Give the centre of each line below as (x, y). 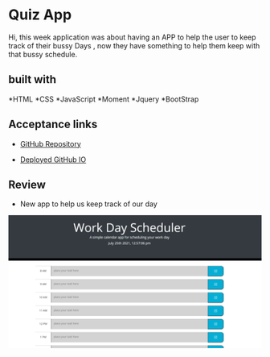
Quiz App (40, 15)
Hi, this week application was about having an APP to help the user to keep (132, 37)
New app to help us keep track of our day (89, 204)
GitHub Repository (51, 143)
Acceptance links (53, 125)
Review (27, 184)
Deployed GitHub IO (53, 160)
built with (33, 79)
